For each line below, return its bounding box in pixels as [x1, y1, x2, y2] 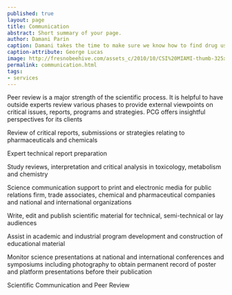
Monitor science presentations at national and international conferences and [7, 253, 224, 261]
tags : [7, 68, 23, 75]
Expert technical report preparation [7, 149, 107, 158]
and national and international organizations [7, 198, 133, 207]
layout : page [7, 17, 45, 23]
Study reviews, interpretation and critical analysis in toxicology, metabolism [7, 163, 222, 171]
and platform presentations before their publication [7, 267, 153, 276]
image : [7, 55, 26, 62]
